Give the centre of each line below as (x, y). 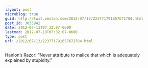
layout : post (18, 9)
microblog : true (22, 14)
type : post (16, 37)
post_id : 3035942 (23, 23)
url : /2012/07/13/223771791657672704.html (49, 41)
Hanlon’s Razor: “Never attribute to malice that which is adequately (73, 55)
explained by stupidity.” (29, 60)
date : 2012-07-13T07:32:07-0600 (38, 28)
